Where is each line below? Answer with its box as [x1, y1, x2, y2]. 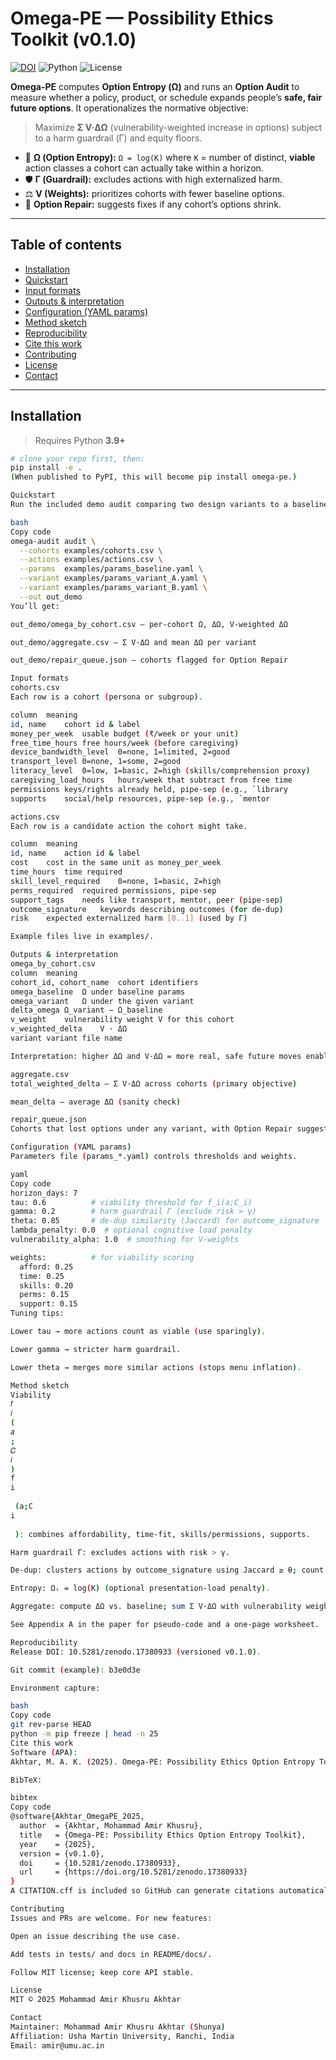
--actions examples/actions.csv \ [19, 555, 163, 565]
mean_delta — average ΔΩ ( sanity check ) [10, 1097, 182, 1107]
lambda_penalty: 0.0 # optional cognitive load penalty [10, 1225, 253, 1236]
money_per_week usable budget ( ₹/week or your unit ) [10, 728, 240, 739]
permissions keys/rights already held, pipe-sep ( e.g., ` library [10, 784, 288, 794]
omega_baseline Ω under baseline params [10, 987, 186, 997]
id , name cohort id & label [10, 719, 141, 729]
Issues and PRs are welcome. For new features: [10, 1913, 213, 1923]
